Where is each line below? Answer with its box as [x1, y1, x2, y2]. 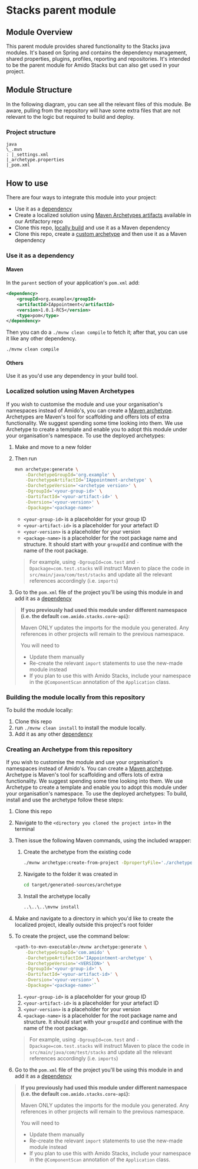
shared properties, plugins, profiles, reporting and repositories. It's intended [6, 56, 190, 62]
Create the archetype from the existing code [23, 849, 131, 856]
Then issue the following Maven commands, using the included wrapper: [14, 837, 192, 844]
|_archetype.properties [6, 157, 65, 163]
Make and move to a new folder [14, 443, 92, 450]
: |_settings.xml [6, 152, 49, 158]
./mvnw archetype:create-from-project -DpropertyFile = [23, 860, 161, 866]
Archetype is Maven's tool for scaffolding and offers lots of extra [6, 771, 163, 778]
